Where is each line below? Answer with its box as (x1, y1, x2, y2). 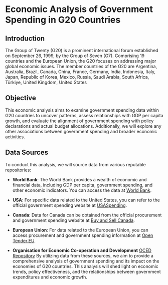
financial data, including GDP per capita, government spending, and (12, 182, 153, 188)
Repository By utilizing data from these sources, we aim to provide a (12, 252, 154, 258)
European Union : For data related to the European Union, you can (12, 227, 149, 233)
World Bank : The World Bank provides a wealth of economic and (12, 176, 147, 182)
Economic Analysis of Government (5, 4, 153, 15)
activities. (5, 134, 25, 140)
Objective (5, 94, 37, 102)
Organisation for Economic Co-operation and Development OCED (12, 247, 152, 253)
